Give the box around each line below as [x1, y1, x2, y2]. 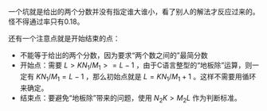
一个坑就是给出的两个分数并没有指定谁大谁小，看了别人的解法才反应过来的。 [8, 7, 260, 16]
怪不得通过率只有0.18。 [8, 17, 84, 26]
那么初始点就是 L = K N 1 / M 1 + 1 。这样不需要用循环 [92, 71, 257, 83]
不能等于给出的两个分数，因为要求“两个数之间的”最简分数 [19, 51, 209, 59]
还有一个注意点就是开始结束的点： [8, 34, 120, 43]
